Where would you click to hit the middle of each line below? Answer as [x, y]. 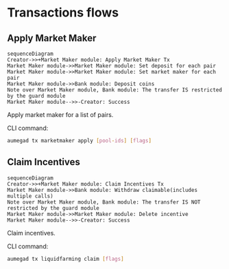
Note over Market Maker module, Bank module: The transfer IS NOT [104, 202]
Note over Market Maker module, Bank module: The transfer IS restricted [115, 90]
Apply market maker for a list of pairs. [60, 115]
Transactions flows [63, 13]
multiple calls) [30, 196]
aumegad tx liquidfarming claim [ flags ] [66, 259]
